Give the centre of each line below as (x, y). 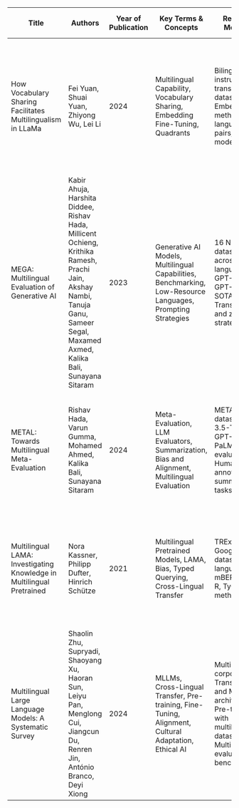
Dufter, (79, 573)
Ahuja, (79, 189)
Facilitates (28, 111)
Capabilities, (176, 274)
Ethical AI (171, 749)
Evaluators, (174, 441)
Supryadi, (84, 651)
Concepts (181, 27)
